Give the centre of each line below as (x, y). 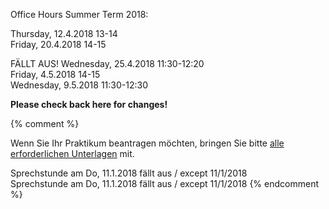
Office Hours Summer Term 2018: (79, 14)
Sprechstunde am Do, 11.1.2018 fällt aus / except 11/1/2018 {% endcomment (164, 183)
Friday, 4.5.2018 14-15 (55, 74)
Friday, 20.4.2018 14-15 (58, 44)
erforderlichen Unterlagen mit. (72, 153)
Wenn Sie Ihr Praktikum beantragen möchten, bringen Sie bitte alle (147, 143)
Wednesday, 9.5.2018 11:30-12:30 (79, 85)
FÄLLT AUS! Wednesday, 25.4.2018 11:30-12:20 (107, 63)
